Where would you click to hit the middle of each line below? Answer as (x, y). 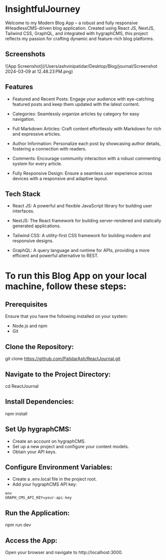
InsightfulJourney (43, 9)
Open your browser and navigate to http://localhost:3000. (64, 553)
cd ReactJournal (22, 386)
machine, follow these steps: (66, 286)
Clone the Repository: (40, 347)
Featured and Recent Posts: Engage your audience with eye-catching (83, 99)
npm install (16, 413)
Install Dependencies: (40, 402)
